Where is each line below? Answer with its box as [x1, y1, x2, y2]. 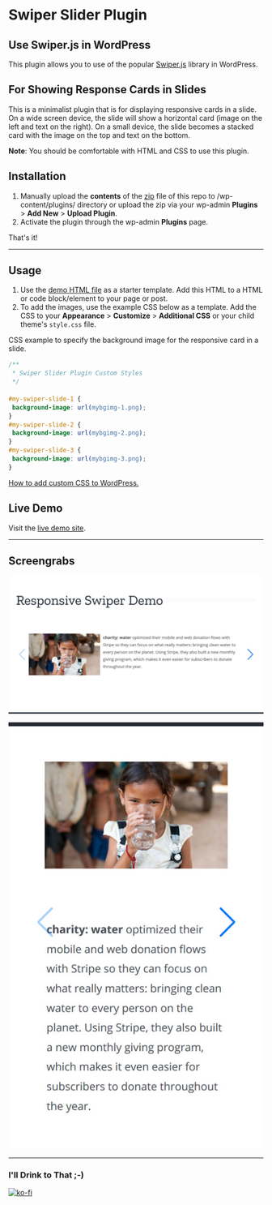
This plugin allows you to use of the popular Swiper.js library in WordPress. [8, 59, 258, 69]
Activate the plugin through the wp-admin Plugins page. [19, 217, 209, 226]
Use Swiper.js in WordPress [8, 38, 151, 52]
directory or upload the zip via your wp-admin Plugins [76, 199, 258, 209]
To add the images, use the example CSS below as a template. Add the [19, 302, 257, 312]
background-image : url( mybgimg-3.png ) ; [11, 455, 147, 463]
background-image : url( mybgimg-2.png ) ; [11, 429, 147, 437]
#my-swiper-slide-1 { [8, 395, 82, 403]
